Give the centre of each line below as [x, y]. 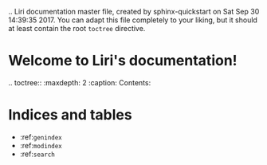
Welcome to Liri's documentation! [123, 61]
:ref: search [37, 154]
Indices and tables [71, 115]
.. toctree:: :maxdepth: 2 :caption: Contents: [80, 82]
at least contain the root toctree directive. [77, 28]
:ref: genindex [41, 137]
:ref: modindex [41, 145]
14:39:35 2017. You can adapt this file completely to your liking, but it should [133, 20]
